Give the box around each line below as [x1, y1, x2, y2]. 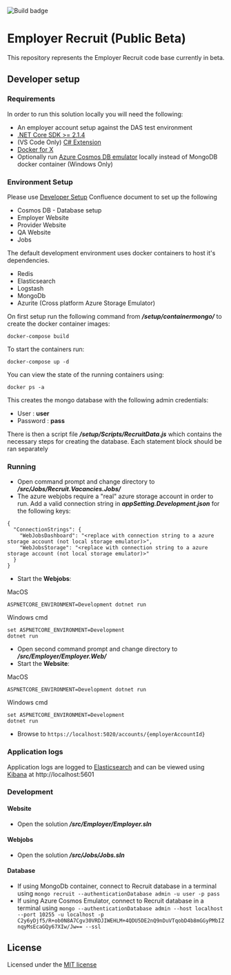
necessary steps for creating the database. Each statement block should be [7, 437, 222, 445]
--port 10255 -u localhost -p [17, 912, 105, 918]
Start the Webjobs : [17, 575, 72, 583]
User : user [17, 409, 50, 417]
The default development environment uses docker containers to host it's [7, 248, 216, 257]
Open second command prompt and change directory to [17, 645, 178, 653]
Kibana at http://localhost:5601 [7, 770, 94, 778]
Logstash [17, 284, 44, 293]
